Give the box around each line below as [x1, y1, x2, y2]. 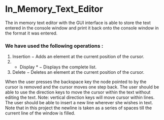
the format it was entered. [5, 30, 58, 36]
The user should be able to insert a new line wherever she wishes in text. [5, 100, 153, 106]
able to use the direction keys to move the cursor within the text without [5, 90, 151, 95]
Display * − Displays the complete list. [19, 64, 97, 70]
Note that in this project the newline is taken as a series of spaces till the [5, 105, 152, 111]
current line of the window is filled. [5, 110, 75, 116]
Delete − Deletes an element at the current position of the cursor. [12, 69, 144, 75]
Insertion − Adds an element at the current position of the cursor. [12, 54, 144, 60]
